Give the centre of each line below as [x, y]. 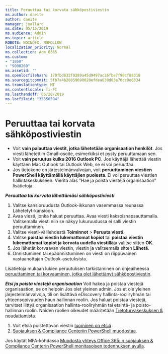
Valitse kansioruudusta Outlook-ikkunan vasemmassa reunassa [78, 205]
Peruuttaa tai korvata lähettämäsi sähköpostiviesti [60, 196]
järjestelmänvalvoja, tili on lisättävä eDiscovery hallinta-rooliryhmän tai [78, 295]
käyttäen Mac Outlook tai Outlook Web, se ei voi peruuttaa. [73, 165]
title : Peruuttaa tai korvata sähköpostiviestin [57, 10]
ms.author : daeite [24, 15]
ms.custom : [17, 57]
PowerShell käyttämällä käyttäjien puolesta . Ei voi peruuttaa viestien [85, 175]
